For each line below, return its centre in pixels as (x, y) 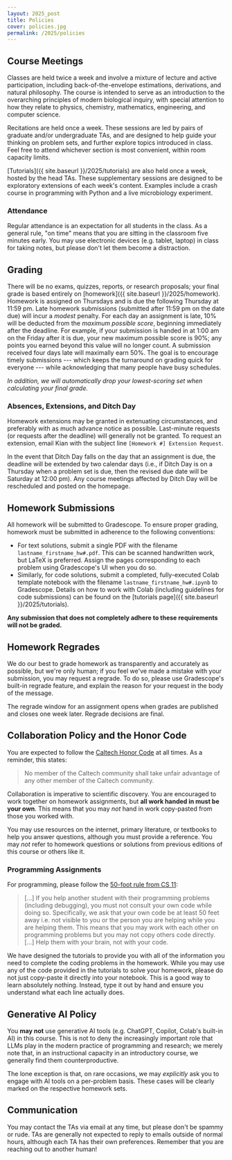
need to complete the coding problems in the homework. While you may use (116, 963)
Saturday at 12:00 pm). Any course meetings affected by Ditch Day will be (113, 479)
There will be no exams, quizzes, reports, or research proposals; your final (113, 287)
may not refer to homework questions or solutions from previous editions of (115, 844)
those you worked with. (41, 816)
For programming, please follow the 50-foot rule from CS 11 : (92, 885)
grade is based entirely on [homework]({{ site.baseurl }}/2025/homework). (114, 294)
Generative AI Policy (52, 1014)
